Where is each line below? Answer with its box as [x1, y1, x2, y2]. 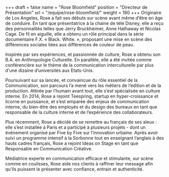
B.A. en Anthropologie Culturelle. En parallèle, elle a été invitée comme [5, 57, 152, 62]
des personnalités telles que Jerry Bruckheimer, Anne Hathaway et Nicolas [5, 26, 161, 32]
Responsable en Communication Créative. [5, 146, 93, 151]
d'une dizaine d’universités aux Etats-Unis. [5, 67, 94, 73]
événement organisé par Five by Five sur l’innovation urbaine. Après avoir [5, 130, 158, 135]
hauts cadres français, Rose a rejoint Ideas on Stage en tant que [5, 140, 139, 146]
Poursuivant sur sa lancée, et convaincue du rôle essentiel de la [5, 77, 138, 83]
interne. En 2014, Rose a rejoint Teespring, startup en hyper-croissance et [5, 93, 159, 99]
